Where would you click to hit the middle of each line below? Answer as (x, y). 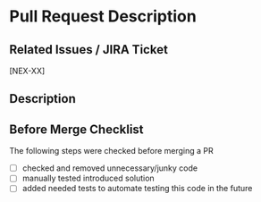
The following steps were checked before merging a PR (112, 151)
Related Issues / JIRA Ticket (88, 50)
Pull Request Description (103, 17)
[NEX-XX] (27, 71)
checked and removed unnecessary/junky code (110, 168)
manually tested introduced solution (88, 178)
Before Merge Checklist (77, 129)
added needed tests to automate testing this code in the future (137, 189)
